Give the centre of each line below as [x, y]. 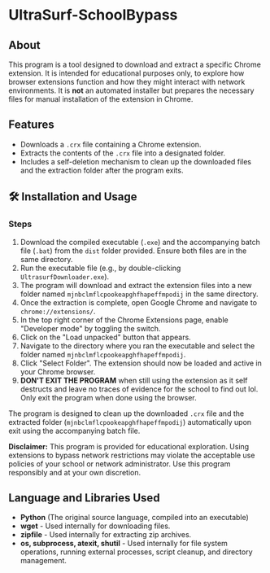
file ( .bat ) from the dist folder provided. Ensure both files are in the [133, 251]
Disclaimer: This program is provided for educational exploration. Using [129, 446]
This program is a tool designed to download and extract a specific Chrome [135, 64]
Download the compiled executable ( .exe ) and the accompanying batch [140, 242]
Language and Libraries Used [84, 498]
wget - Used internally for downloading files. [95, 526]
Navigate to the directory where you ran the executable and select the [137, 346]
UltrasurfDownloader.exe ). [65, 276]
